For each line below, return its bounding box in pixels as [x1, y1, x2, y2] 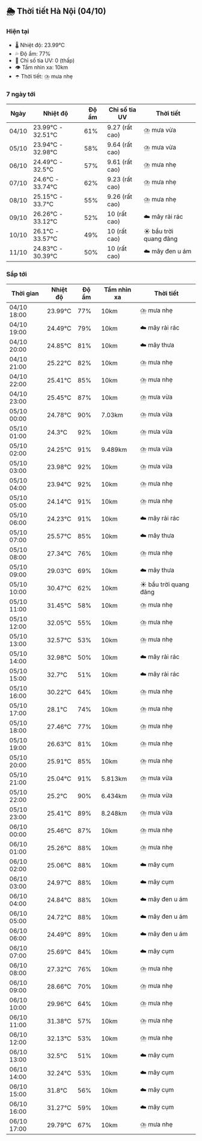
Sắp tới [6, 270, 27, 278]
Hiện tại [6, 27, 29, 36]
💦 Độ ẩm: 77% [14, 50, 51, 57]
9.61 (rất [107, 157, 132, 166]
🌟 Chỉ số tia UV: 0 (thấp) [14, 57, 75, 64]
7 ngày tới [6, 90, 36, 98]
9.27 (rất [107, 123, 132, 131]
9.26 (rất [107, 192, 132, 201]
